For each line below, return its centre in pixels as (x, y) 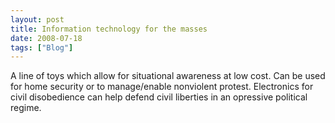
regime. (26, 108)
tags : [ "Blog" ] (42, 47)
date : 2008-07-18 (46, 38)
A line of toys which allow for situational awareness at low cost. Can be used (168, 76)
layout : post (37, 19)
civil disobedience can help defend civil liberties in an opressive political (159, 97)
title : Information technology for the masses (109, 29)
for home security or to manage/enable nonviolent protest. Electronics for (162, 87)
